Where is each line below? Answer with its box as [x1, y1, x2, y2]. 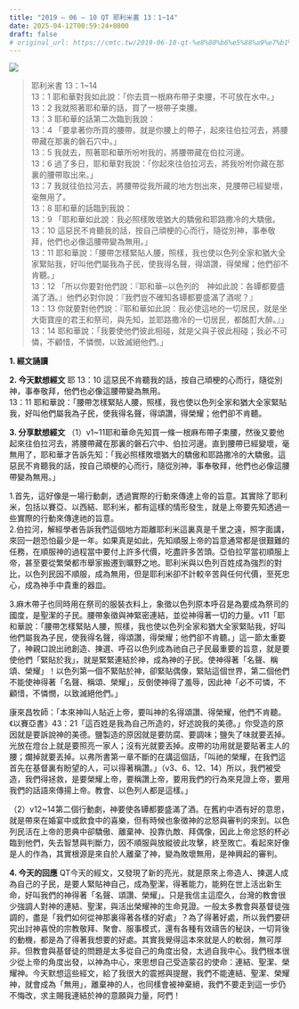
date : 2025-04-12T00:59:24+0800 [9, 21, 129, 30]
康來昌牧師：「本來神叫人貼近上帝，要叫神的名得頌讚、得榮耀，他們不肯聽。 [9, 707, 287, 718]
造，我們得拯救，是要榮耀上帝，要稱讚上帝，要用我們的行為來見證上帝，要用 [9, 773, 290, 785]
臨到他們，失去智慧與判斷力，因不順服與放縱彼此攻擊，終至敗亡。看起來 [9, 838, 274, 848]
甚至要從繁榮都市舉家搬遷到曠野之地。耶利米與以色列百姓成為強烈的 [24, 558, 274, 568]
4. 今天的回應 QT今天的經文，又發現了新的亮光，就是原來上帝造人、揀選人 [9, 867, 281, 879]
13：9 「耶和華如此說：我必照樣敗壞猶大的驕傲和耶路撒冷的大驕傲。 [30, 214, 280, 225]
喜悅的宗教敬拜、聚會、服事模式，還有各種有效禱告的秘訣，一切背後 [39, 923, 290, 934]
